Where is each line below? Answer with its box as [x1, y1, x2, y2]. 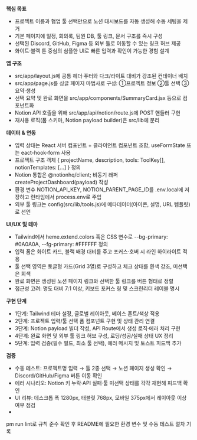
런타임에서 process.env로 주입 [30, 194, 102, 200]
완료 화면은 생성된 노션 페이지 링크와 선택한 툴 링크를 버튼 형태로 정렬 [14, 278, 174, 285]
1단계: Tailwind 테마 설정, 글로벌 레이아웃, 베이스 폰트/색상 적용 [14, 310, 160, 317]
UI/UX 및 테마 [6, 221, 38, 227]
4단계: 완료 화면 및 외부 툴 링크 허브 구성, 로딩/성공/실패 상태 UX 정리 [14, 333, 174, 339]
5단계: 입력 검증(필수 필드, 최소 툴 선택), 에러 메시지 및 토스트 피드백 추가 [14, 340, 182, 347]
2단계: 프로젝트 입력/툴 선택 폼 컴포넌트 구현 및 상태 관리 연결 [14, 318, 155, 324]
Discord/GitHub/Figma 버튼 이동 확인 [14, 372, 102, 379]
